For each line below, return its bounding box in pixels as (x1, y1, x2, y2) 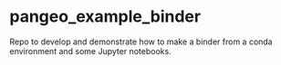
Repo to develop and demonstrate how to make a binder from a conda (9, 36, 273, 47)
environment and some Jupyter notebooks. (9, 45, 172, 56)
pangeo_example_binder (9, 6, 202, 27)
